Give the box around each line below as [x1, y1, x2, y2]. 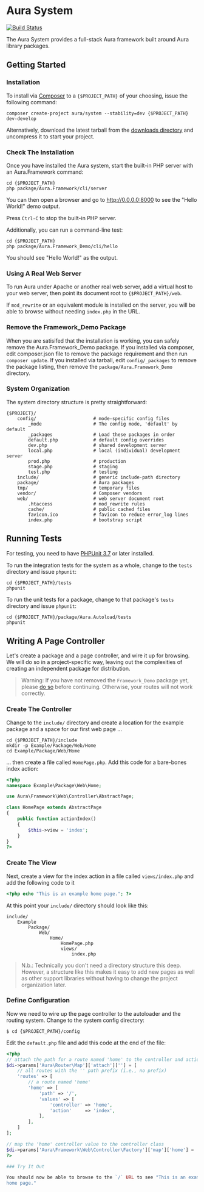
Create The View [6, 858, 57, 867]
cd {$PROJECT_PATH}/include [6, 737, 78, 743]
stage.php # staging [28, 463, 118, 469]
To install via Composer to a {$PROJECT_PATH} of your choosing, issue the [6, 92, 188, 99]
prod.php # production [28, 458, 126, 464]
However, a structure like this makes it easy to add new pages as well [21, 968, 195, 976]
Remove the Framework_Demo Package [6, 323, 126, 332]
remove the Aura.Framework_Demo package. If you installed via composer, [6, 343, 194, 351]
